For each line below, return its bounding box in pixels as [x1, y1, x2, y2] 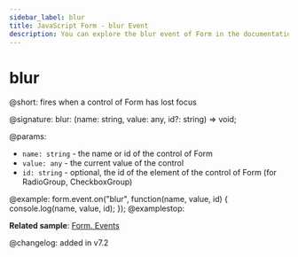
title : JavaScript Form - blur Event [9, 21, 149, 30]
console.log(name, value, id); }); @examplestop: [9, 203, 185, 214]
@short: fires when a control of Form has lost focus [9, 97, 197, 107]
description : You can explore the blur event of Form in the [9, 29, 240, 38]
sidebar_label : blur [9, 12, 86, 22]
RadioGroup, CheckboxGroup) [21, 176, 133, 187]
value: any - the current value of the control [21, 158, 184, 168]
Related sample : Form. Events [9, 221, 120, 231]
